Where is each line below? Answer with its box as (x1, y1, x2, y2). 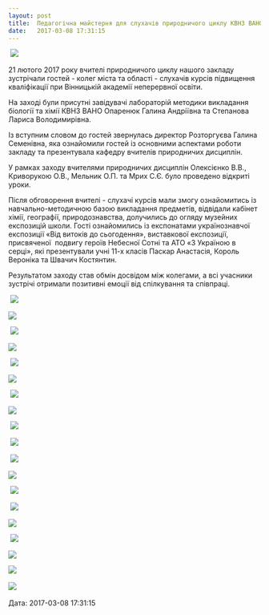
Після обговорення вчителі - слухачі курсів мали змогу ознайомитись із (8, 196, 257, 205)
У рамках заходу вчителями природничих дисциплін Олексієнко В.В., (8, 163, 247, 172)
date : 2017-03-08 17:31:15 (8, 26, 106, 34)
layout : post (8, 11, 52, 20)
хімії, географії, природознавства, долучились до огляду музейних (8, 212, 238, 222)
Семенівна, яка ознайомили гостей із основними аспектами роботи (8, 139, 242, 148)
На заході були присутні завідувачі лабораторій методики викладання (8, 98, 249, 107)
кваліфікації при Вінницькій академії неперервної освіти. (8, 82, 203, 92)
